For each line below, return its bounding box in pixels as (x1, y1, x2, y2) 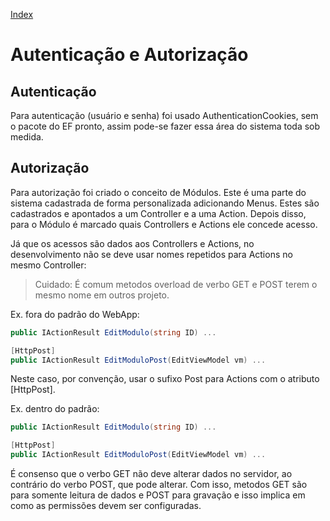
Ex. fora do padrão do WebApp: (10, 308, 140, 320)
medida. (10, 131, 44, 143)
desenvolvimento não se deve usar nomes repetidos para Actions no (10, 248, 293, 260)
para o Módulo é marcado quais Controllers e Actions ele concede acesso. (10, 218, 318, 230)
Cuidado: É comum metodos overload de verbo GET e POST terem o (34, 278, 318, 290)
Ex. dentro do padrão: (10, 403, 100, 415)
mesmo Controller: (10, 259, 87, 271)
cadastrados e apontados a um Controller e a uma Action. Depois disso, (10, 207, 307, 219)
